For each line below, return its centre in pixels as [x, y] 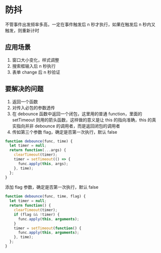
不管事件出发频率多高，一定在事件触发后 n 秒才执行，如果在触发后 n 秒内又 [80, 24]
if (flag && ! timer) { [37, 215]
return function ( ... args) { [38, 150]
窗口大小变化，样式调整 [36, 60]
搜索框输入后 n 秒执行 [34, 66]
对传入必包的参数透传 [33, 108]
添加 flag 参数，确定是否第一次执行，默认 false [52, 187]
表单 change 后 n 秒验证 [36, 72]
